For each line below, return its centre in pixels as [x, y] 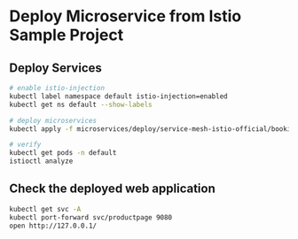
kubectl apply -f [41, 129]
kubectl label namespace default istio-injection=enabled [118, 96]
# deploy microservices [53, 120]
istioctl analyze [41, 161]
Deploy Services [55, 68]
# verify [25, 145]
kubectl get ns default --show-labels [81, 104]
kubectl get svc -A [45, 209]
